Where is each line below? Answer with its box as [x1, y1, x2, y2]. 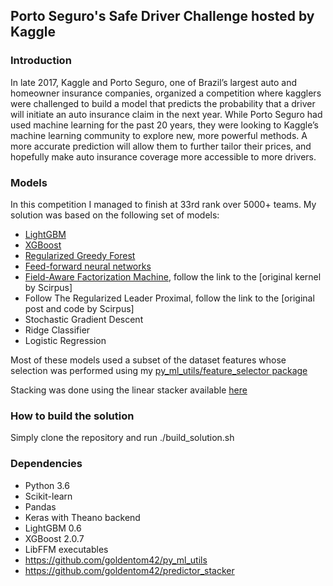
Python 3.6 [24, 479, 70, 491]
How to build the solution [10, 409, 135, 423]
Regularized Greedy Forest [24, 249, 136, 261]
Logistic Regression [24, 334, 107, 346]
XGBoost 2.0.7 [24, 532, 85, 544]
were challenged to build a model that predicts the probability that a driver [10, 97, 316, 109]
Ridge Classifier [24, 324, 91, 336]
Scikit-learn [24, 490, 73, 502]
